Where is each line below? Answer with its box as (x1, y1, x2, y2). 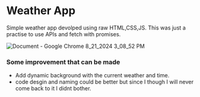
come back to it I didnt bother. (15, 85, 91, 92)
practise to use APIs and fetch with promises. (6, 30, 121, 37)
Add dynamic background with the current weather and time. (15, 72, 170, 79)
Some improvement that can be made (6, 58, 121, 66)
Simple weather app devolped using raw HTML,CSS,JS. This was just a (6, 24, 186, 31)
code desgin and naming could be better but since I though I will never (15, 78, 194, 86)
